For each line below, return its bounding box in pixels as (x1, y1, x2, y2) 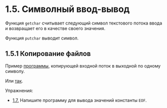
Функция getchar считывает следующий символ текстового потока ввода (5, 20, 163, 26)
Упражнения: (5, 87, 33, 93)
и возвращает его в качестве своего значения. (5, 25, 106, 31)
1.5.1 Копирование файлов (5, 49, 91, 58)
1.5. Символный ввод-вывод (5, 3, 130, 15)
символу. (5, 68, 25, 74)
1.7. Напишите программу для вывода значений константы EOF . (12, 97, 147, 103)
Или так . (5, 77, 23, 83)
